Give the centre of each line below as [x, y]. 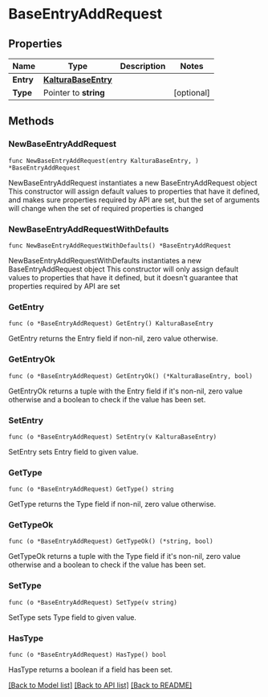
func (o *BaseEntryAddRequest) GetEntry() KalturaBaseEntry [111, 324]
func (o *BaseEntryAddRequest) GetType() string [91, 489]
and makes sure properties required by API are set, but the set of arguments [134, 200]
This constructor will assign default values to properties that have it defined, [134, 191]
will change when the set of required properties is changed [106, 208]
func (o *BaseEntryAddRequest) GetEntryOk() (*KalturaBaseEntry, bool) [130, 376]
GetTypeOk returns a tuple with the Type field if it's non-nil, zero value [124, 556]
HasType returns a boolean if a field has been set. [91, 670]
